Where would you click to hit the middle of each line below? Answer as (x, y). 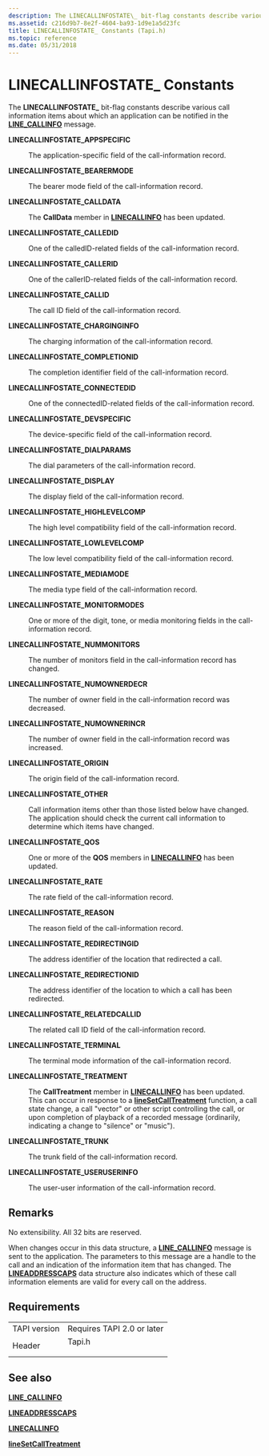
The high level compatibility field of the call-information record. (132, 527)
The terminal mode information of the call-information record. (130, 1061)
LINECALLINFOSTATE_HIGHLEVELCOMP (77, 512)
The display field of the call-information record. (106, 496)
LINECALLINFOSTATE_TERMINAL (65, 1045)
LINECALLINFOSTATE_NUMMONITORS (74, 644)
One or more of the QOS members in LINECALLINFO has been (131, 858)
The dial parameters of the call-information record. (112, 466)
